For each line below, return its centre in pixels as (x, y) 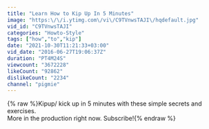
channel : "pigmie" (33, 84)
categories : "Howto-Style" (46, 33)
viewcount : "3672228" (38, 65)
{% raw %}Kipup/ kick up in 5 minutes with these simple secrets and (104, 103)
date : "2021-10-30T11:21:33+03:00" (58, 46)
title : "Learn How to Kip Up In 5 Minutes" (71, 13)
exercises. (22, 111)
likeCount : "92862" (35, 71)
